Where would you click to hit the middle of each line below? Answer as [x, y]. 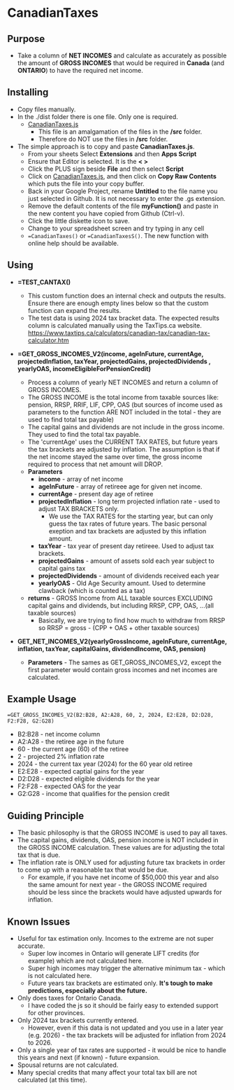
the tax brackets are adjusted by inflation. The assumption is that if [124, 449]
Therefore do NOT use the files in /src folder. [103, 139]
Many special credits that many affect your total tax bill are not [107, 1072]
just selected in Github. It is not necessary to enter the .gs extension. [126, 198]
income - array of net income [81, 479]
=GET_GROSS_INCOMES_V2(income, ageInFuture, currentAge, [110, 354]
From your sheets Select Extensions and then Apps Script [112, 154]
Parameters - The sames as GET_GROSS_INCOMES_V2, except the [125, 662]
